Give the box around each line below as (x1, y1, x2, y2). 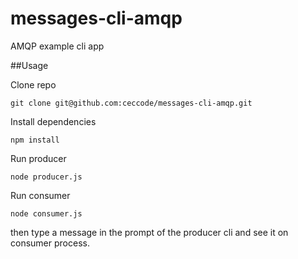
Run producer (10, 152, 67, 164)
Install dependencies (10, 115, 97, 127)
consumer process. (10, 237, 90, 249)
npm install (10, 135, 60, 145)
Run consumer (10, 189, 71, 201)
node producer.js (10, 172, 83, 182)
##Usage (10, 59, 49, 71)
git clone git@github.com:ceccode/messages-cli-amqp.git (10, 98, 253, 108)
